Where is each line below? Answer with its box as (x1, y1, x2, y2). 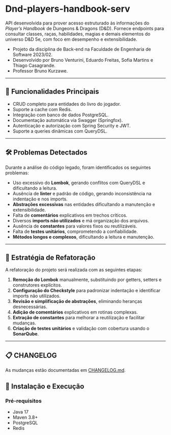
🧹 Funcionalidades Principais (5, 87, 99, 96)
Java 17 (12, 408, 29, 415)
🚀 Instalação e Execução (5, 382, 84, 391)
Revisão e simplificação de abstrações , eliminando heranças (12, 298, 142, 304)
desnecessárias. (12, 304, 47, 310)
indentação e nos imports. (12, 196, 68, 202)
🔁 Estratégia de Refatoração (5, 253, 96, 262)
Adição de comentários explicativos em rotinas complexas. (12, 309, 138, 315)
